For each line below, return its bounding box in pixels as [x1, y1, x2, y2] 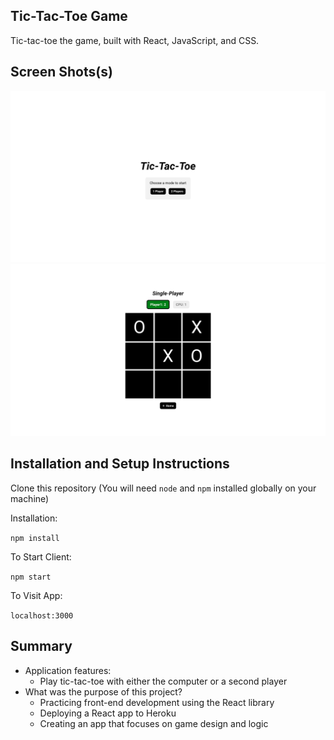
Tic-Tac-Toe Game [10, 8, 128, 25]
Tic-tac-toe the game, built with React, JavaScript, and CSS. [10, 34, 260, 46]
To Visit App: [10, 589, 63, 601]
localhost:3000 [10, 610, 74, 621]
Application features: [24, 664, 112, 676]
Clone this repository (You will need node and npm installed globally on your [10, 482, 317, 494]
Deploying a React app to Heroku [39, 707, 177, 719]
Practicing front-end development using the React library [39, 696, 275, 708]
